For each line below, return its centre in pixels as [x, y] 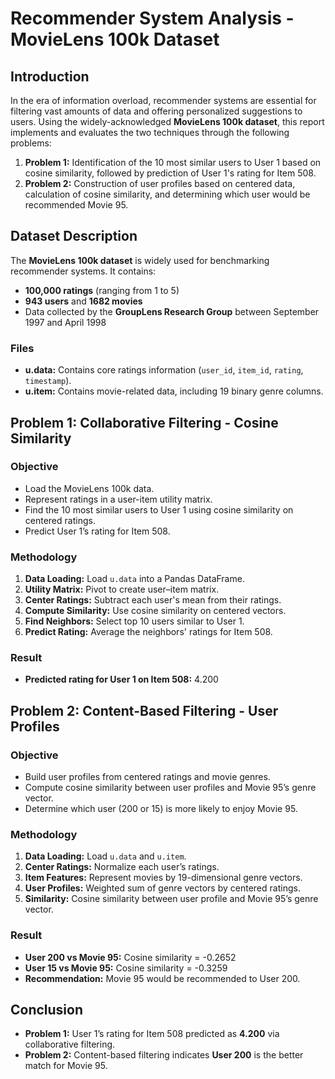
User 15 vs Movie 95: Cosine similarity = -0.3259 [126, 968]
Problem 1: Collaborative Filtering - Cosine [144, 422]
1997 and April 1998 [65, 322]
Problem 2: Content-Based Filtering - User [144, 710]
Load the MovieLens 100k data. [89, 488]
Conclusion [47, 1010]
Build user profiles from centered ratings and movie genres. [147, 777]
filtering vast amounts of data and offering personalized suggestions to [156, 111]
